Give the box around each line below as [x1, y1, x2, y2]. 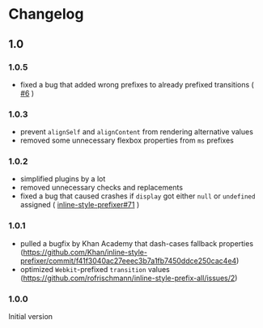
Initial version [8, 312, 53, 322]
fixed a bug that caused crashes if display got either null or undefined [19, 191, 256, 201]
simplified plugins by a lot [19, 174, 106, 184]
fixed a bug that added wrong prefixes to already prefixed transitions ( [19, 79, 255, 89]
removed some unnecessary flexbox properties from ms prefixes [19, 135, 235, 146]
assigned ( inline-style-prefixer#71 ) [19, 200, 140, 210]
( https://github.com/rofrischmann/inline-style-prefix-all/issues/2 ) [19, 273, 238, 283]
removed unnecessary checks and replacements [19, 183, 184, 193]
